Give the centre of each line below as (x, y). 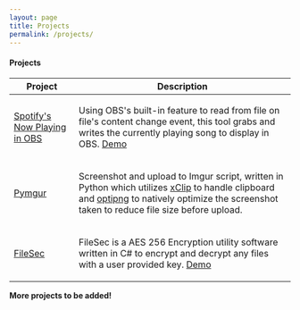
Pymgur (30, 193)
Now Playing (40, 127)
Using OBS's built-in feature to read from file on (179, 110)
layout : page (33, 17)
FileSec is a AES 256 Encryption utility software (179, 242)
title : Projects (39, 26)
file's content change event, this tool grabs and (177, 121)
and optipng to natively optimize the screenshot (179, 198)
